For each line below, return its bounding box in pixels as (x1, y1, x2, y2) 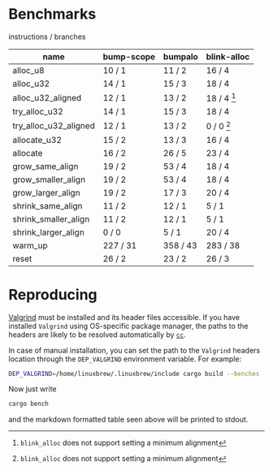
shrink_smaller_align (12, 213, 90, 224)
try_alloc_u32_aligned (12, 119, 95, 131)
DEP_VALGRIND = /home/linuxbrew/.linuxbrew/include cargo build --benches (8, 369, 260, 378)
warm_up (12, 240, 48, 251)
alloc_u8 (12, 64, 45, 76)
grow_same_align (12, 160, 79, 171)
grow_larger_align (12, 187, 80, 198)
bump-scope (102, 50, 156, 62)
